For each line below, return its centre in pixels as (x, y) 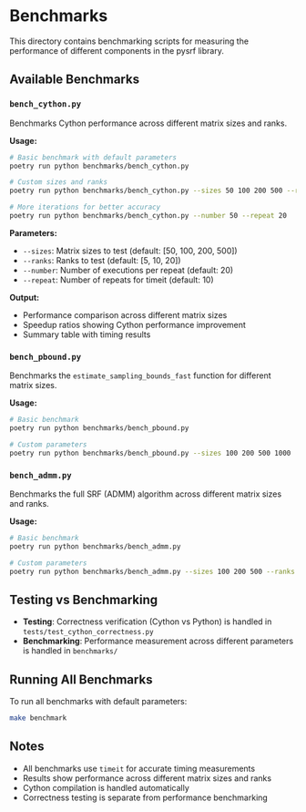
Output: (24, 297)
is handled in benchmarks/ (70, 651)
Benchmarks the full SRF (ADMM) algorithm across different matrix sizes (146, 494)
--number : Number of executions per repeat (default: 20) (128, 270)
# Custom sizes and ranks (58, 182)
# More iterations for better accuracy (85, 207)
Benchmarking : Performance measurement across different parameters (158, 641)
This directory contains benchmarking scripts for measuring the (129, 41)
